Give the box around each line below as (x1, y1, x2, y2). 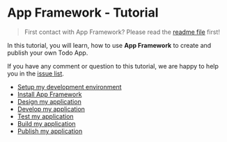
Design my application (17, 97, 81, 105)
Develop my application (17, 105, 86, 113)
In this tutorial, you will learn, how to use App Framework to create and (7, 41, 212, 49)
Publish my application (17, 127, 83, 135)
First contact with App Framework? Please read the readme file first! (24, 28, 221, 36)
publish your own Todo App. (7, 48, 88, 57)
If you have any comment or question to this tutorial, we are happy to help (7, 62, 219, 70)
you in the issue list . (7, 69, 65, 78)
